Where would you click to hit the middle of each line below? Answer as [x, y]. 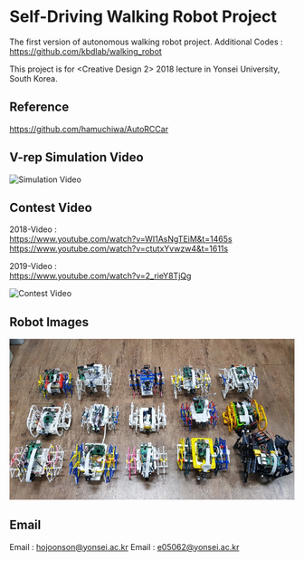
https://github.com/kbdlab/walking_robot [86, 51]
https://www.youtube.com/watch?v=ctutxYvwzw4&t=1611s [119, 249]
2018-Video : [33, 229]
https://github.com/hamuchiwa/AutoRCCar [89, 129]
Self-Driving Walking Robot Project [143, 17]
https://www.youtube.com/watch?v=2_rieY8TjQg [100, 276]
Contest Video [51, 207]
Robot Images [49, 322]
